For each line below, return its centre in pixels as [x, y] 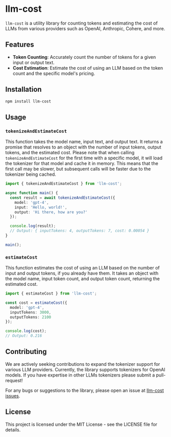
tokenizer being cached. [31, 174]
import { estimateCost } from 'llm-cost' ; [51, 294]
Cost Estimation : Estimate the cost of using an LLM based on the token [88, 68]
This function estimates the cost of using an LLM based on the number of [82, 268]
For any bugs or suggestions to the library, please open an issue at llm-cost [85, 390]
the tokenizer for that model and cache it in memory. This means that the [82, 163]
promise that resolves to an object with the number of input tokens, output [83, 147]
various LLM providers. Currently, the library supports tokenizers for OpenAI [85, 369]
